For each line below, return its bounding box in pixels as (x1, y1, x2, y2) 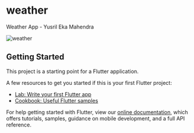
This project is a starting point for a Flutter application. (6, 68, 139, 75)
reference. (6, 121, 31, 128)
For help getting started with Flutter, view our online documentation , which (6, 108, 189, 116)
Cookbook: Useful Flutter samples (14, 97, 98, 104)
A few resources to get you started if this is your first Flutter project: (6, 79, 172, 86)
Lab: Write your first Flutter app (14, 90, 92, 98)
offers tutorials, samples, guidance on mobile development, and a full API (6, 115, 185, 122)
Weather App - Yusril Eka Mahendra (6, 23, 94, 30)
